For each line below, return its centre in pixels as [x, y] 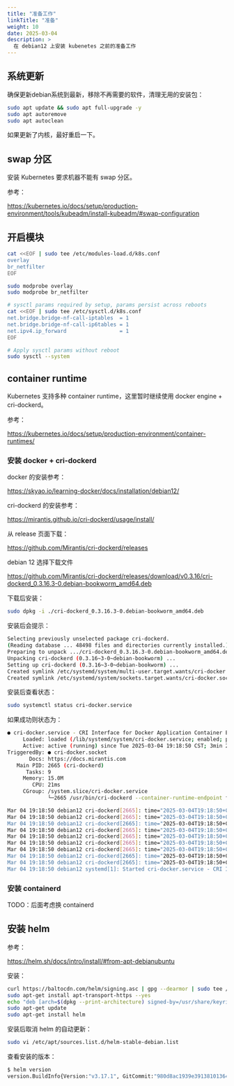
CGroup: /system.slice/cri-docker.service [85, 792]
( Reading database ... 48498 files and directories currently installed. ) [118, 645]
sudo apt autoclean [36, 121]
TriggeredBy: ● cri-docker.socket [57, 752]
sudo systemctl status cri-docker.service [70, 706]
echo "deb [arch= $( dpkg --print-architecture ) [76, 1002]
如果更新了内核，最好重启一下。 [53, 135]
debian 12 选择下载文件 [40, 562]
